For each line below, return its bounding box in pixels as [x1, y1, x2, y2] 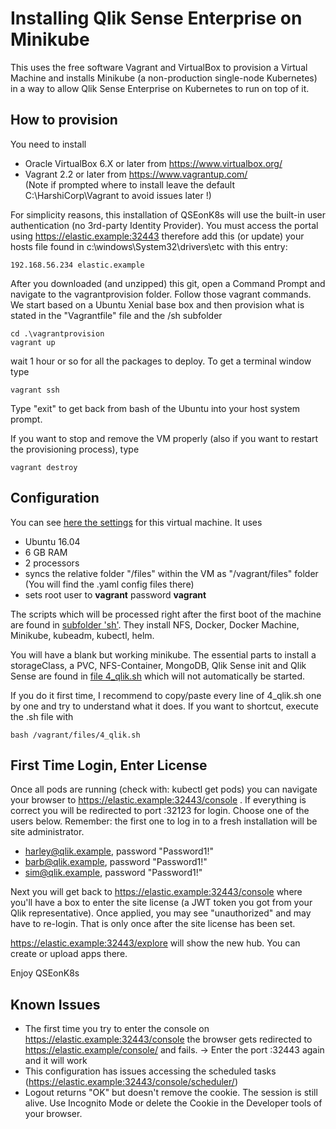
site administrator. [10, 826, 85, 838]
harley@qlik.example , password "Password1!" [24, 845, 214, 857]
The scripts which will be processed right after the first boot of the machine [10, 608, 322, 620]
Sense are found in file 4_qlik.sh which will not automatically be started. [10, 670, 305, 682]
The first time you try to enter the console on [24, 1023, 210, 1035]
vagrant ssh [10, 385, 60, 395]
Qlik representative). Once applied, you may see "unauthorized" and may [10, 907, 312, 919]
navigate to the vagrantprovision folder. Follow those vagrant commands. [10, 288, 312, 300]
